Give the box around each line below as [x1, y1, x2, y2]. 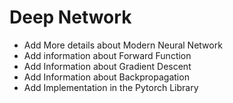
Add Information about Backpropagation [23, 71, 190, 83]
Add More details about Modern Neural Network [23, 39, 223, 51]
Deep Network [9, 6, 132, 29]
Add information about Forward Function [23, 49, 192, 61]
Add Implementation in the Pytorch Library [23, 81, 199, 93]
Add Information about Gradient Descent [23, 60, 192, 72]
